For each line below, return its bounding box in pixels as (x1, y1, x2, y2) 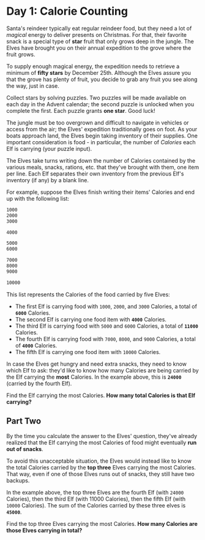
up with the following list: (6, 195, 69, 202)
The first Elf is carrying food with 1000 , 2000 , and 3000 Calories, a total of (15, 303, 198, 310)
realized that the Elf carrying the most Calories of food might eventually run (6, 439, 197, 446)
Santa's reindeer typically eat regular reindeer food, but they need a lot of (6, 25, 192, 32)
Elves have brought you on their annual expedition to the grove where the (6, 44, 192, 52)
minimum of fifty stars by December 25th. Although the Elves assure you (6, 69, 192, 76)
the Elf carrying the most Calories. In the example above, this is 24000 (6, 373, 182, 380)
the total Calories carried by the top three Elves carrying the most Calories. (6, 463, 196, 471)
